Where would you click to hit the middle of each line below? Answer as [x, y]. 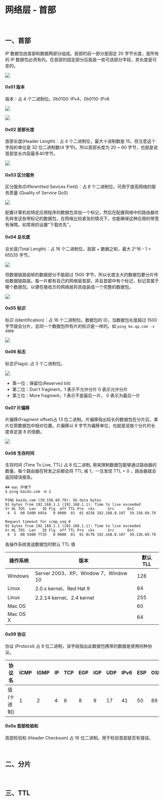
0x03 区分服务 [20, 175]
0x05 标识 [15, 308]
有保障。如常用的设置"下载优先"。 [39, 225]
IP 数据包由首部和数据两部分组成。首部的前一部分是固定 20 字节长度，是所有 [82, 53]
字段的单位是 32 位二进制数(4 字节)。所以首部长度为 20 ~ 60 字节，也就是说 [82, 147]
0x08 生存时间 [20, 453]
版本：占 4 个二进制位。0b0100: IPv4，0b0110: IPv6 [57, 99]
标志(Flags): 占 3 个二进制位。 [35, 363]
